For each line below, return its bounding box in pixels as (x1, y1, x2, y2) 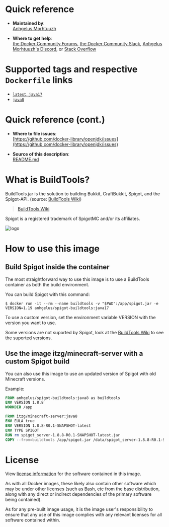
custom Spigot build (5, 357, 70, 366)
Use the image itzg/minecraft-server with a (5, 349, 143, 358)
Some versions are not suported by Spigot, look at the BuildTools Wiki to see (5, 329, 164, 335)
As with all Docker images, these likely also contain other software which (5, 481, 156, 487)
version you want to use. (5, 320, 56, 326)
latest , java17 (12, 91, 43, 97)
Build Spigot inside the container (5, 263, 110, 271)
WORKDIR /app (5, 405, 33, 410)
